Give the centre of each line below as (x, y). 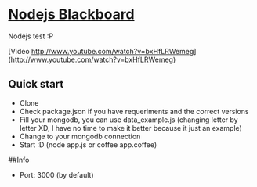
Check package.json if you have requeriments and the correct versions (134, 111)
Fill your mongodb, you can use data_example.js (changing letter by (128, 120)
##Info (19, 160)
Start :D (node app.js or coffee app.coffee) (88, 144)
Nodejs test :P (31, 36)
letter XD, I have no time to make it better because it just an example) (131, 128)
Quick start (36, 84)
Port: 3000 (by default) (56, 174)
